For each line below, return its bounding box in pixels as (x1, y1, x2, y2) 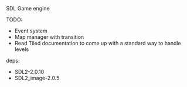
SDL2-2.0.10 (14, 68, 45, 75)
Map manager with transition (14, 34, 84, 40)
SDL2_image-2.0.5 (14, 75, 60, 81)
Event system (14, 27, 48, 34)
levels (14, 46, 29, 53)
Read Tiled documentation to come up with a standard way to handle (14, 40, 181, 46)
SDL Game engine (6, 5, 50, 12)
